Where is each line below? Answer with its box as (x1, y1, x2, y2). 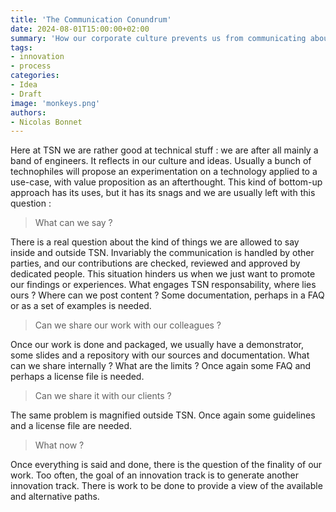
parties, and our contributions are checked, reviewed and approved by (10, 257, 301, 270)
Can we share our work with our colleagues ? (34, 319, 222, 331)
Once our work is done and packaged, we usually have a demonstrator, (10, 339, 304, 351)
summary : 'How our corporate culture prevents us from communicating (10, 33, 307, 43)
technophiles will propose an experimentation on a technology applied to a (10, 166, 318, 178)
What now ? (34, 439, 85, 451)
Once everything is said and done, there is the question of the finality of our (10, 459, 323, 471)
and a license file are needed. (10, 420, 133, 432)
